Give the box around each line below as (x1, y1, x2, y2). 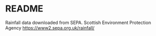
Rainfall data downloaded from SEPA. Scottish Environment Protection (5, 19, 151, 25)
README (5, 3, 44, 14)
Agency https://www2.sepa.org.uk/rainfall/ (5, 24, 95, 30)
